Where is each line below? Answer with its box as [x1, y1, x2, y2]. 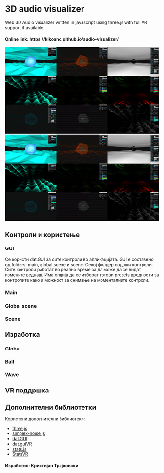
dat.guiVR [12, 441, 32, 447]
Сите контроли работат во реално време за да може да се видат [5, 267, 141, 272]
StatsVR [12, 451, 28, 457]
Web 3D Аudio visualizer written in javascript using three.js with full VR [5, 20, 147, 25]
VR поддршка [5, 387, 49, 395]
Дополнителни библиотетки [5, 403, 97, 411]
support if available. [5, 24, 45, 30]
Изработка [5, 330, 40, 339]
